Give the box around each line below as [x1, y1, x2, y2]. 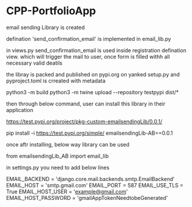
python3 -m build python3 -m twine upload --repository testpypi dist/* [6, 88, 180, 95]
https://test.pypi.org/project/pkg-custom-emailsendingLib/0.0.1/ [6, 117, 162, 125]
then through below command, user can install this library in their [6, 100, 166, 107]
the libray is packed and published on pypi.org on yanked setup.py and [6, 71, 180, 78]
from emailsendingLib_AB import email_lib [6, 152, 109, 160]
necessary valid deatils [6, 59, 62, 66]
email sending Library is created [6, 24, 85, 31]
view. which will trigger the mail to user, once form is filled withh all [6, 53, 171, 60]
